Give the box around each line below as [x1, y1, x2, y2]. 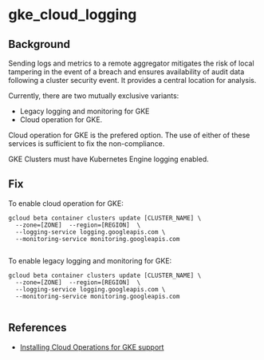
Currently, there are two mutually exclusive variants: [8, 91, 179, 101]
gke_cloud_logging [8, 6, 137, 24]
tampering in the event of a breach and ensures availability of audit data [8, 67, 245, 77]
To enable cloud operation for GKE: [8, 198, 124, 208]
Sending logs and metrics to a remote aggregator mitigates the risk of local [8, 58, 254, 68]
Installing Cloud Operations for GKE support [19, 342, 164, 352]
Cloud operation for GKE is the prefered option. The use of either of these [8, 130, 250, 140]
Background [8, 38, 70, 51]
